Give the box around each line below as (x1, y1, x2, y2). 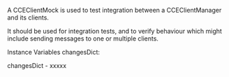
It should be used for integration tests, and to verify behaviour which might (7, 27, 222, 35)
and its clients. (7, 13, 49, 22)
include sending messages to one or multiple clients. (7, 34, 159, 43)
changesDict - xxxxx (7, 62, 67, 69)
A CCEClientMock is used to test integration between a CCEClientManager (7, 6, 222, 14)
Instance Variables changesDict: (7, 48, 100, 56)
